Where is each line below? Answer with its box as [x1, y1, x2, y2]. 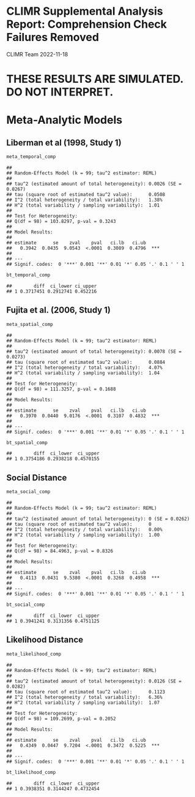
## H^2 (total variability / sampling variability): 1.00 [6, 532, 160, 538]
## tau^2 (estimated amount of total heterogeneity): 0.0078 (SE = [6, 348, 182, 355]
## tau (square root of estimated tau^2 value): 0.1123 [6, 689, 166, 695]
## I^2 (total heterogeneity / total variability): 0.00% [6, 527, 163, 533]
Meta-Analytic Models [6, 113, 123, 127]
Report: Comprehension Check [6, 17, 167, 31]
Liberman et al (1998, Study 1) [6, 137, 122, 148]
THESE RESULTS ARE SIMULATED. [6, 72, 183, 86]
